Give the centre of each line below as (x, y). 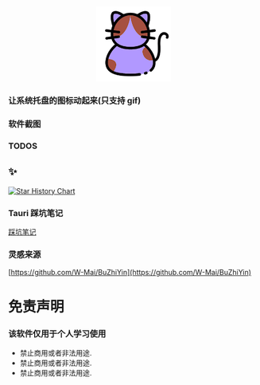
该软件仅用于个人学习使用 (57, 334)
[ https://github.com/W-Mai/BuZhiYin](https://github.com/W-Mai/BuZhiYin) (130, 273)
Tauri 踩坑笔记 (36, 213)
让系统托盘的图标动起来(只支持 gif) (75, 100)
